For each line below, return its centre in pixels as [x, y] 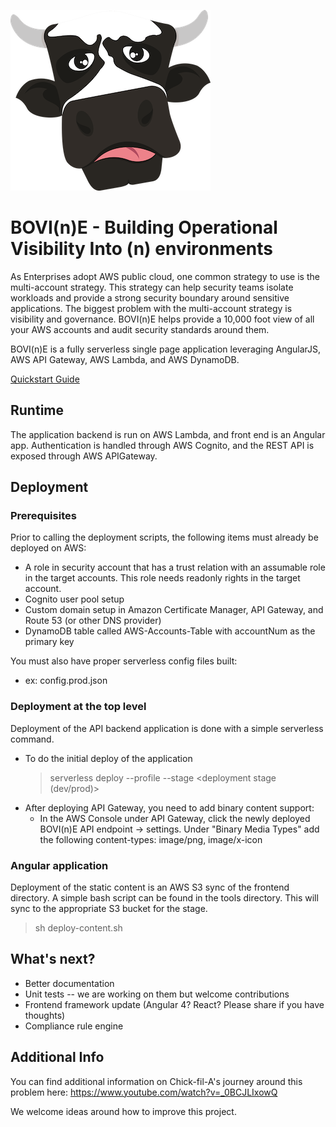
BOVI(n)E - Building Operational [144, 227]
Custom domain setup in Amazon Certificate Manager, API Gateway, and [174, 610]
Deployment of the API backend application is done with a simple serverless [167, 728]
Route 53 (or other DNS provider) [93, 621]
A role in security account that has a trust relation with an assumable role [175, 567]
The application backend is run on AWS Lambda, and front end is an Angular [168, 434]
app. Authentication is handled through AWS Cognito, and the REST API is [162, 445]
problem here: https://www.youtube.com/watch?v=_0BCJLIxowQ [144, 1092]
